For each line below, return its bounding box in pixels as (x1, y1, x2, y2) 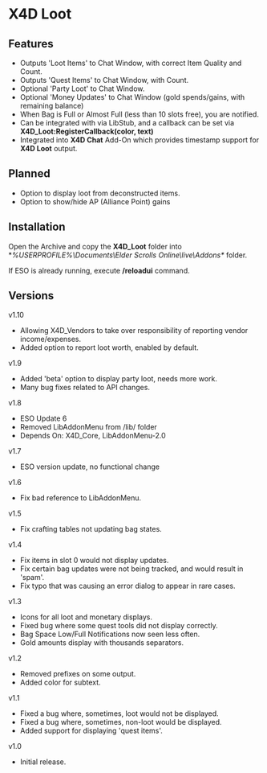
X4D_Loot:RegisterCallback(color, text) (19, 126, 154, 136)
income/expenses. (19, 335, 82, 344)
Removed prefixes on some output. (19, 669, 136, 679)
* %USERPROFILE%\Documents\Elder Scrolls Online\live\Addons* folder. (8, 250, 248, 260)
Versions (8, 289, 55, 302)
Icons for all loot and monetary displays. (19, 612, 153, 622)
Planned (8, 167, 51, 181)
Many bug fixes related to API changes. (19, 383, 151, 393)
